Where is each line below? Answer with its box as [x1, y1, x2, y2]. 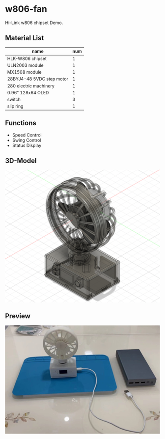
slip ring [7, 103, 24, 109]
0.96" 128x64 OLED [7, 89, 49, 95]
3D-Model [5, 156, 37, 165]
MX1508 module [7, 69, 42, 75]
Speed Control [12, 132, 42, 138]
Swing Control [12, 137, 41, 143]
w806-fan [5, 3, 48, 15]
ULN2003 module [7, 62, 44, 68]
